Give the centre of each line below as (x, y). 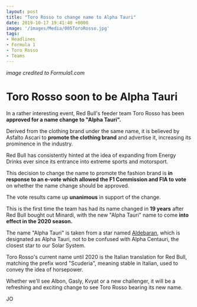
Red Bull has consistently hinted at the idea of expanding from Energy (91, 155)
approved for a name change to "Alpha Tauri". (64, 119)
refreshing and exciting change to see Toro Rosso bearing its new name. (94, 287)
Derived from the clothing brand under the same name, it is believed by (93, 131)
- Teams (16, 56)
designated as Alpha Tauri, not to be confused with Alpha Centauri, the (93, 239)
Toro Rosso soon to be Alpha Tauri (92, 96)
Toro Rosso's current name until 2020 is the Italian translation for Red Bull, (97, 257)
